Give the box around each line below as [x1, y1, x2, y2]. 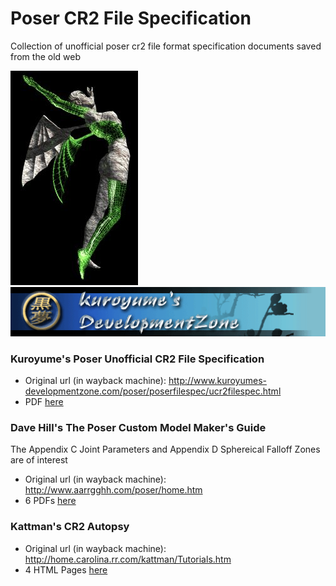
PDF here [24, 395, 64, 407]
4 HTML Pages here [24, 563, 108, 576]
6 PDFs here [24, 495, 77, 507]
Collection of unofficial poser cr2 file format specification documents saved [10, 40, 322, 52]
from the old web [10, 50, 82, 62]
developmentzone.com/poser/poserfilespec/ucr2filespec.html [24, 385, 282, 397]
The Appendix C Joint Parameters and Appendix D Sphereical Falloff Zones [10, 443, 321, 456]
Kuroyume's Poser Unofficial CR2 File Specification [10, 352, 265, 366]
